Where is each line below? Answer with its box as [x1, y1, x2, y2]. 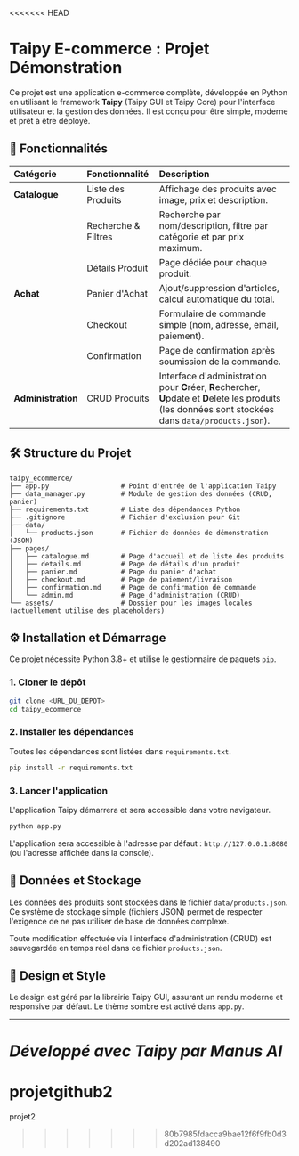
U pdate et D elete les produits [158, 392, 281, 404]
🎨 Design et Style [9, 968, 107, 983]
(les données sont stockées [158, 403, 275, 415]
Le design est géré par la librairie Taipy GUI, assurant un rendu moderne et [9, 992, 283, 1003]
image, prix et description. [158, 193, 269, 206]
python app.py [9, 821, 62, 831]
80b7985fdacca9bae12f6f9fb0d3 [164, 1128, 287, 1139]
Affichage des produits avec [158, 183, 278, 195]
